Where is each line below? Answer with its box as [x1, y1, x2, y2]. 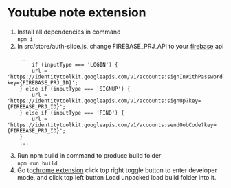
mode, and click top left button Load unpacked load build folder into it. [16, 173, 217, 181]
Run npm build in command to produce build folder [16, 151, 162, 159]
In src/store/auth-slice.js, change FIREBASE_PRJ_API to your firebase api [16, 42, 224, 50]
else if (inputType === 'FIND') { [25, 109, 125, 116]
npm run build [16, 160, 58, 167]
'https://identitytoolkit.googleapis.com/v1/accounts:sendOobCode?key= [7, 121, 217, 128]
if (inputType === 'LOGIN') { [32, 61, 118, 68]
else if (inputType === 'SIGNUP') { [25, 85, 131, 92]
